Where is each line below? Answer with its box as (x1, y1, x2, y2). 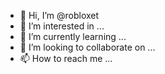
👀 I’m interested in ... (19, 20, 105, 32)
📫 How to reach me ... (19, 53, 113, 64)
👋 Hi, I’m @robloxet (19, 10, 100, 21)
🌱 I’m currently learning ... (19, 31, 127, 42)
